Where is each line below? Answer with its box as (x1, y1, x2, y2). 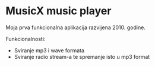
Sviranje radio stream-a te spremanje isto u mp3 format (14, 53, 150, 60)
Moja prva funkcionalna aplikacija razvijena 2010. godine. (5, 24, 146, 31)
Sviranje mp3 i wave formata (14, 46, 84, 54)
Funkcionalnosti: (5, 35, 46, 42)
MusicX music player (5, 4, 112, 18)
